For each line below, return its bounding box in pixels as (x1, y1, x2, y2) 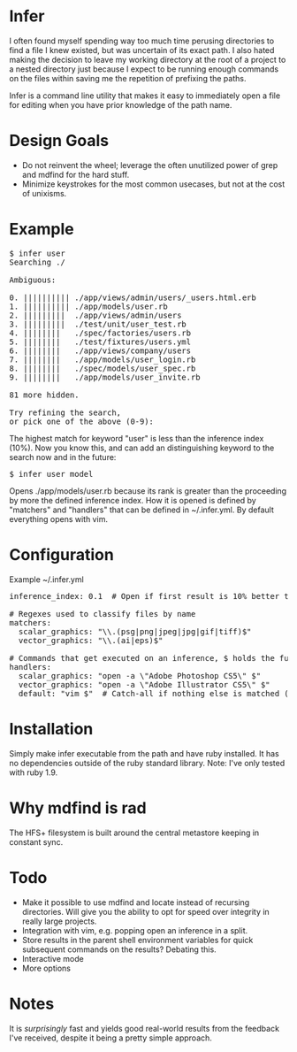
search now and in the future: (9, 451, 117, 462)
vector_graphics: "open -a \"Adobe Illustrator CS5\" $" (18, 680, 271, 689)
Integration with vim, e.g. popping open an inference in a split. (21, 925, 248, 935)
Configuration (9, 545, 115, 564)
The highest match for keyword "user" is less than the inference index (9, 433, 264, 443)
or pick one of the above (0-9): (9, 416, 155, 426)
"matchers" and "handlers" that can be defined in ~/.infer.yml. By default (9, 504, 274, 515)
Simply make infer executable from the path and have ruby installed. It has (9, 748, 280, 758)
